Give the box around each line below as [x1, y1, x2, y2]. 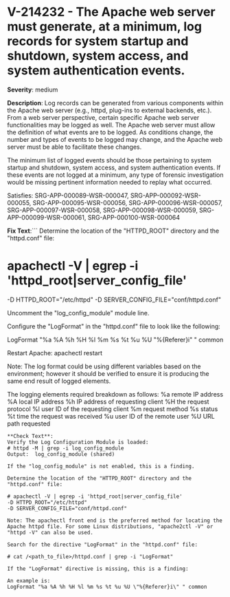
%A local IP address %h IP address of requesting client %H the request [7, 397, 209, 406]
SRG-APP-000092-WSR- [130, 191, 201, 200]
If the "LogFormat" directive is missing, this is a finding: [7, 565, 189, 572]
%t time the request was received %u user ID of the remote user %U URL [7, 412, 215, 420]
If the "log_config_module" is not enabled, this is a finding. [7, 463, 195, 470]
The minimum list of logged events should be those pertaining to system [7, 156, 211, 164]
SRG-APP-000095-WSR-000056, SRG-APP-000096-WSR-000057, [32, 198, 223, 207]
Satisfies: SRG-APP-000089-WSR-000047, [7, 191, 129, 200]
